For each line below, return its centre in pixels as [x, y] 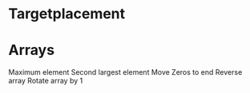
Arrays [31, 50]
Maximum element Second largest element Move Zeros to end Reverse [125, 72]
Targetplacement [67, 14]
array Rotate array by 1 [46, 81]
